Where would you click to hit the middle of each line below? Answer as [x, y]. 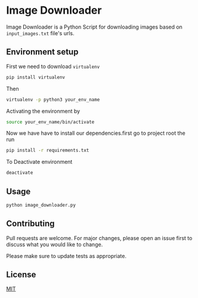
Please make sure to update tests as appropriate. [66, 256]
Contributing [30, 224]
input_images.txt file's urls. [40, 33]
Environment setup [42, 52]
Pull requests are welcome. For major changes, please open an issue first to [99, 238]
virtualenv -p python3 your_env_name [53, 100]
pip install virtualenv [36, 77]
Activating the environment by [43, 111]
